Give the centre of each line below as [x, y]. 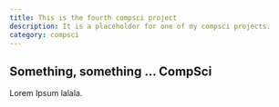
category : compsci [44, 34]
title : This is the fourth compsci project [93, 18]
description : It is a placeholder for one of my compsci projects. [140, 26]
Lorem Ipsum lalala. [46, 93]
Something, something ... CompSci [111, 71]
